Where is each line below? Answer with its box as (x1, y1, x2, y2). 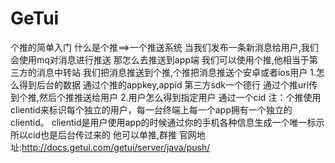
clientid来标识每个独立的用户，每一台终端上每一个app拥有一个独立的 (10, 103, 293, 116)
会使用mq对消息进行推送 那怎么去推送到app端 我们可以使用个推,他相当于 (10, 53, 310, 66)
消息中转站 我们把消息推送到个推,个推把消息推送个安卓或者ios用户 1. (36, 66, 317, 78)
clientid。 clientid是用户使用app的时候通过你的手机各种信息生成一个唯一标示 (10, 116, 325, 128)
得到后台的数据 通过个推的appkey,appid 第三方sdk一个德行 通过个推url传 (18, 78, 318, 91)
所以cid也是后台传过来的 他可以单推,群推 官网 (10, 128, 197, 141)
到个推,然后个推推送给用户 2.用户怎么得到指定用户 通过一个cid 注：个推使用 (10, 91, 322, 103)
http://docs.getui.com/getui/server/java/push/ (21, 141, 211, 153)
